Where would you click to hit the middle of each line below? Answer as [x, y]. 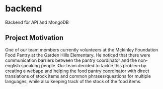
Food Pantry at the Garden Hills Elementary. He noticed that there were [78, 55]
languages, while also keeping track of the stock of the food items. [73, 81]
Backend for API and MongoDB [37, 22]
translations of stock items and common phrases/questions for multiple [78, 76]
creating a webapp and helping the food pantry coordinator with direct [77, 71]
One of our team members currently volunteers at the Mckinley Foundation [81, 49]
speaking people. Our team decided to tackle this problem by [84, 65]
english [13, 65]
